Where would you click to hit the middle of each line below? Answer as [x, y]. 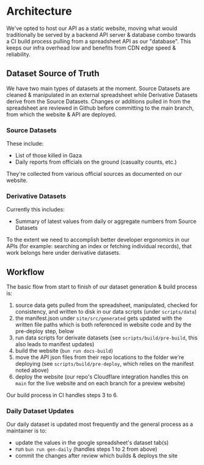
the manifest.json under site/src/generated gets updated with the [98, 318]
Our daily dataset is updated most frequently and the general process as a [100, 425]
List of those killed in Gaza [49, 156]
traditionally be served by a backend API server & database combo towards [101, 34]
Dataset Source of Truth [53, 74]
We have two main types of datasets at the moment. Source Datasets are [98, 88]
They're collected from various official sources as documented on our [94, 174]
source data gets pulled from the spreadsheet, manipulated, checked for [106, 305]
